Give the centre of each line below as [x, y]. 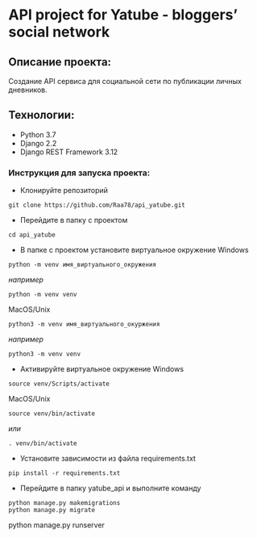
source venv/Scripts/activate [59, 384]
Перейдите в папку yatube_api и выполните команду [110, 488]
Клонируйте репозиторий [64, 191]
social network [59, 32]
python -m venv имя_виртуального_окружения [83, 265]
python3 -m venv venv [45, 354]
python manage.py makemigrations [64, 503]
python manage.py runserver [56, 525]
